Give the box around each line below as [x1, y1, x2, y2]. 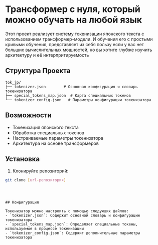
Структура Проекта [5, 67, 71, 75]
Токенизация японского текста [12, 124, 79, 130]
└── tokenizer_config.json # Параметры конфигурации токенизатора [5, 97, 151, 102]
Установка [5, 154, 40, 163]
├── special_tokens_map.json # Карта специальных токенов [5, 93, 131, 98]
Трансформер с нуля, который [5, 4, 140, 15]
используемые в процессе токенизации [5, 226, 84, 231]
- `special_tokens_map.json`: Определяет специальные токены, [5, 222, 138, 227]
